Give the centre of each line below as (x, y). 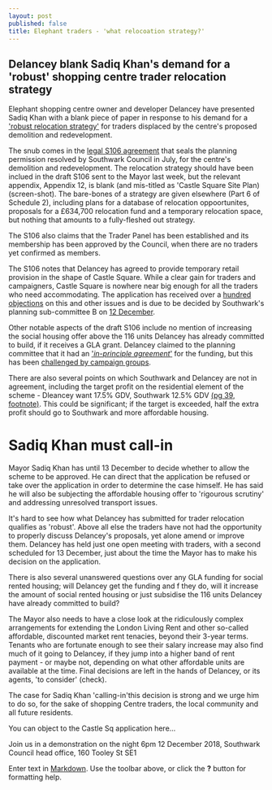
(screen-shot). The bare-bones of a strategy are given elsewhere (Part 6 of (134, 194)
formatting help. (35, 777)
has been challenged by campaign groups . (80, 362)
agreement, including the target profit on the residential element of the (126, 386)
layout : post (30, 16)
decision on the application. (55, 561)
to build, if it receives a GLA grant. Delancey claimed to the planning (122, 345)
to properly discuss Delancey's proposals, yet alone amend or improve (127, 536)
